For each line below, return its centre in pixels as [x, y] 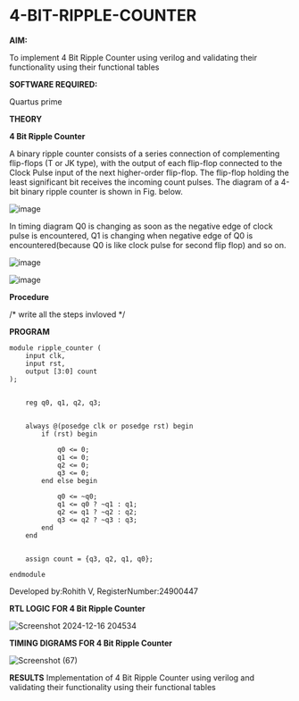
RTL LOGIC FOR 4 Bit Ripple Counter [77, 608]
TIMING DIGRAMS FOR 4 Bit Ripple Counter [91, 643]
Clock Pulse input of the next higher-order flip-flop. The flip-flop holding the [149, 172]
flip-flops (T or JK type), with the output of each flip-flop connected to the [146, 163]
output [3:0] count [62, 371]
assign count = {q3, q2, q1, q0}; [89, 559]
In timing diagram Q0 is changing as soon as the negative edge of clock [141, 226]
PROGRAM [30, 331]
